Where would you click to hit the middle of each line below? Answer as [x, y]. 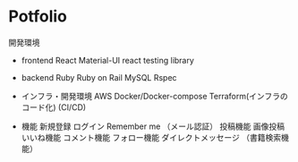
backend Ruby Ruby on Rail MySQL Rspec [99, 77]
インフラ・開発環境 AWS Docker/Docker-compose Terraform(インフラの [154, 96]
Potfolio [38, 17]
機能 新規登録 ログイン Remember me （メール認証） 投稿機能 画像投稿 [153, 126]
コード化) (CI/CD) [54, 107]
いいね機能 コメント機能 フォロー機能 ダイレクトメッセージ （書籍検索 [151, 137]
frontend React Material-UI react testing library [107, 60]
